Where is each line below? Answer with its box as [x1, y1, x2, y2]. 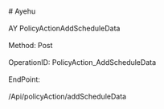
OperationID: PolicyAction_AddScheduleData [8, 58, 157, 67]
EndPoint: [8, 75, 40, 84]
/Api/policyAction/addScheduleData [8, 91, 127, 101]
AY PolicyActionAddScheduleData [8, 23, 121, 33]
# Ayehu [8, 6, 36, 16]
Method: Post [8, 41, 53, 50]
